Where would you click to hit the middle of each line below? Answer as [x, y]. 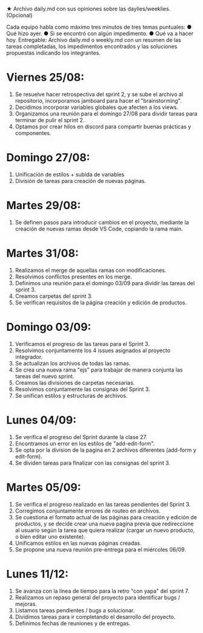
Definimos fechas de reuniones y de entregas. [73, 623]
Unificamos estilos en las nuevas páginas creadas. [78, 543]
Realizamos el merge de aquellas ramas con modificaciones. [91, 270]
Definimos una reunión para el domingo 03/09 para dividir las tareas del [105, 283]
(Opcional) [19, 15]
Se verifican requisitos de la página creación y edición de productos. [101, 302]
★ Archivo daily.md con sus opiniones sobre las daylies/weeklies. [88, 9]
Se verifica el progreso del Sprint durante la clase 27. [81, 437]
